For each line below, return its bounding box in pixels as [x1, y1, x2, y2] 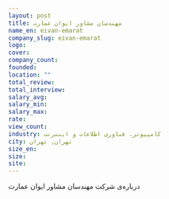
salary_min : [8, 100, 48, 108]
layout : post [8, 11, 52, 20]
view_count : [8, 123, 48, 131]
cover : [8, 49, 30, 57]
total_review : [8, 78, 56, 86]
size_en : [8, 145, 37, 153]
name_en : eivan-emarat [8, 26, 83, 34]
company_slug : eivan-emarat [8, 33, 102, 42]
